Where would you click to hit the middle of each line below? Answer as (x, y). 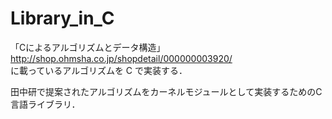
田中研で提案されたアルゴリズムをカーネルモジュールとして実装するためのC (166, 91)
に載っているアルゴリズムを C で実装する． (99, 70)
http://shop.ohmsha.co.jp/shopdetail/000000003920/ (121, 58)
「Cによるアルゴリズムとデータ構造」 (88, 47)
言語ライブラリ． (45, 104)
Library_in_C (62, 18)
